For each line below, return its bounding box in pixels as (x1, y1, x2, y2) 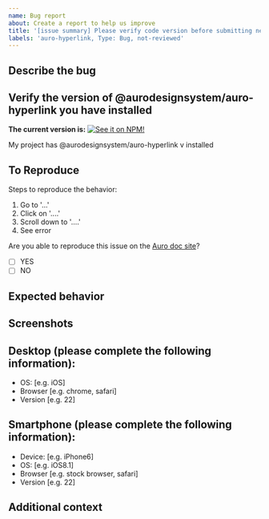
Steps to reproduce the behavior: (8, 185, 118, 195)
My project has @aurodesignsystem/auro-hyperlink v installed (8, 140, 214, 150)
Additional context (8, 501, 102, 514)
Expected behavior (8, 289, 105, 303)
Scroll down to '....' (19, 217, 82, 227)
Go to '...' (19, 200, 50, 210)
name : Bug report (8, 11, 66, 20)
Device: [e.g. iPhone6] (19, 452, 94, 461)
